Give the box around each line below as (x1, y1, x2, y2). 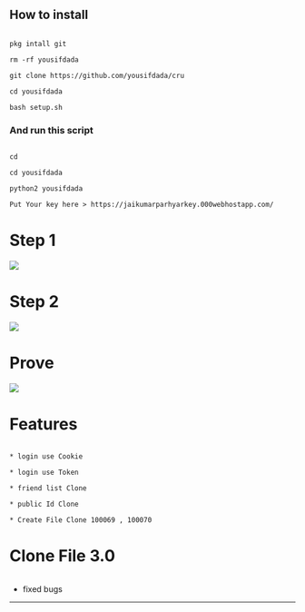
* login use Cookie (9, 451, 84, 461)
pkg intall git (9, 39, 67, 48)
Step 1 (9, 231, 56, 251)
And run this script (9, 123, 93, 136)
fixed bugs (22, 583, 64, 594)
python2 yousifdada (9, 184, 84, 193)
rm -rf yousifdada (9, 54, 79, 64)
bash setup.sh (9, 103, 64, 112)
